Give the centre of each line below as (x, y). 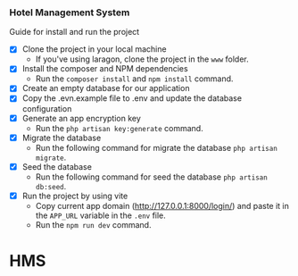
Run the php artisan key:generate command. (119, 128)
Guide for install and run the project (74, 32)
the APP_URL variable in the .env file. (101, 215)
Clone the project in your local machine (94, 49)
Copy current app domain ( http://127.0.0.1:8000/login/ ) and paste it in (162, 205)
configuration (47, 108)
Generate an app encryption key (81, 118)
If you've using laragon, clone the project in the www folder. (142, 59)
